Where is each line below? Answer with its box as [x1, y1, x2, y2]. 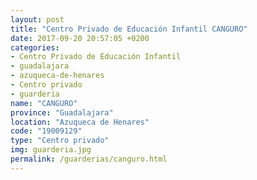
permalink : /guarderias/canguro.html [10, 154, 168, 164]
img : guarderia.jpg [10, 145, 92, 155]
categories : [10, 42, 60, 53]
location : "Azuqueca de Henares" [10, 117, 150, 127]
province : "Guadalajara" [10, 107, 114, 118]
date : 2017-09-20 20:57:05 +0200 [10, 33, 150, 43]
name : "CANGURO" [10, 98, 78, 108]
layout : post [10, 14, 65, 25]
